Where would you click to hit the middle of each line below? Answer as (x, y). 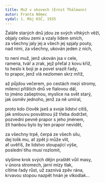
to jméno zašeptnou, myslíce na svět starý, (49, 94)
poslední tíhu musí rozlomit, (33, 150)
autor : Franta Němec (26, 14)
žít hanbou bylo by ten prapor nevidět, (44, 125)
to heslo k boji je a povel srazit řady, (41, 69)
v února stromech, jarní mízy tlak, (39, 165)
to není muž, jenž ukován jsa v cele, (41, 58)
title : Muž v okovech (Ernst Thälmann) (46, 10)
